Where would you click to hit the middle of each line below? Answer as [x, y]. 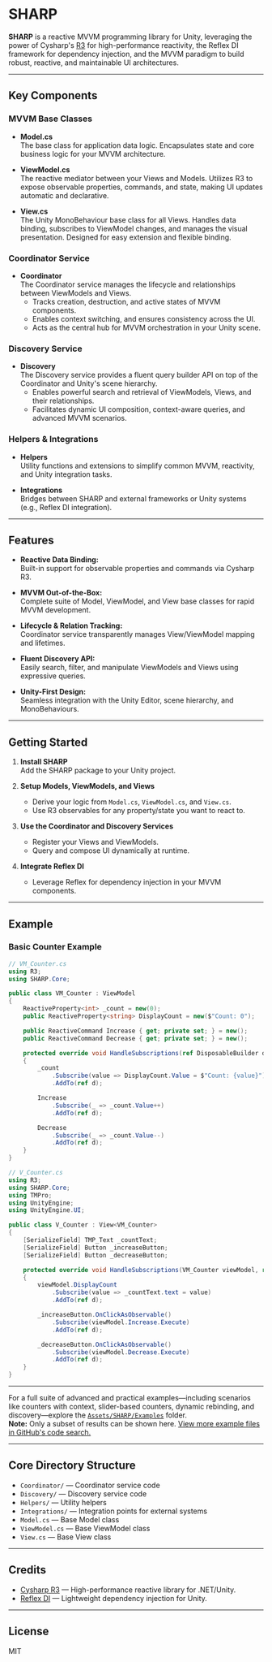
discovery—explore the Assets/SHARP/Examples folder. [98, 1415]
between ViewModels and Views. [76, 292]
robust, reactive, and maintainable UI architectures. [94, 63]
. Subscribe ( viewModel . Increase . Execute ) [121, 1322]
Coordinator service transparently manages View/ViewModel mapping [137, 634]
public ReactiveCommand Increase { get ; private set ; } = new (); [136, 1031]
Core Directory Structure [72, 1466]
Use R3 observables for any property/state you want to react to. [138, 811]
